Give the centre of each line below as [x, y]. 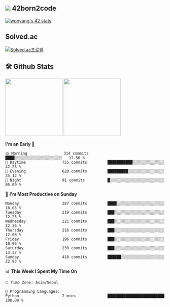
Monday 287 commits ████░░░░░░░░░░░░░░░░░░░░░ [85, 203]
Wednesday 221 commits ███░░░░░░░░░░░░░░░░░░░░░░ [85, 221]
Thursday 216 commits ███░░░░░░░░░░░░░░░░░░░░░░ [85, 231]
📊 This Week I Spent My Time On [41, 271]
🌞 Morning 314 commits [47, 153]
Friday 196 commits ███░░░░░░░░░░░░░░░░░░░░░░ [85, 239]
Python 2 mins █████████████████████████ [85, 296]
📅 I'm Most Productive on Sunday [41, 194]
